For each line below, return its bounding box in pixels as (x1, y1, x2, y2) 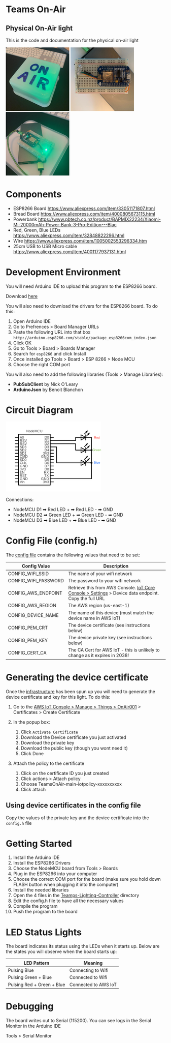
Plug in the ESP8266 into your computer (13, 871, 97, 877)
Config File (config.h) (6, 535, 98, 546)
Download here (6, 293, 38, 299)
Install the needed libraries (13, 887, 69, 893)
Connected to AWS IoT (69, 981, 117, 988)
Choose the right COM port (13, 361, 71, 367)
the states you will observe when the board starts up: (6, 948, 117, 955)
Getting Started (6, 838, 73, 849)
